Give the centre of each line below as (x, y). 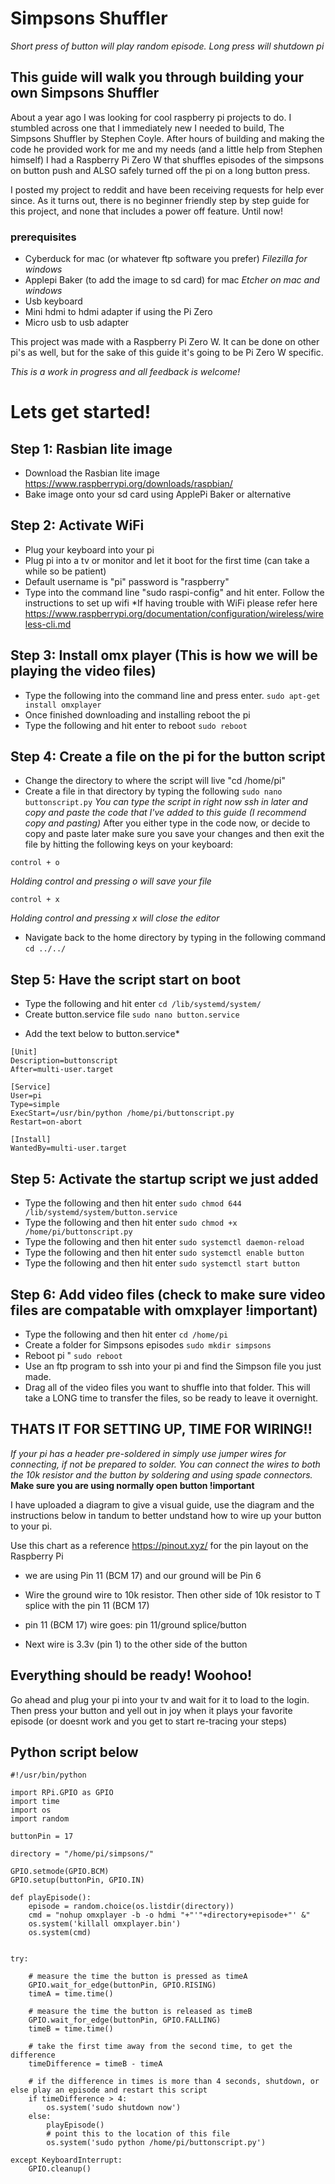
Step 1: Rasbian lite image (91, 448)
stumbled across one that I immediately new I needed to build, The (147, 128)
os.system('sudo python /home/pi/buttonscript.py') (156, 2143)
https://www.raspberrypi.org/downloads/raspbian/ (128, 484)
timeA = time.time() (71, 1994)
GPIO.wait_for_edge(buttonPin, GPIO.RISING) (122, 1985)
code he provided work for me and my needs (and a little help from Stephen (166, 149)
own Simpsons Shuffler (85, 93)
